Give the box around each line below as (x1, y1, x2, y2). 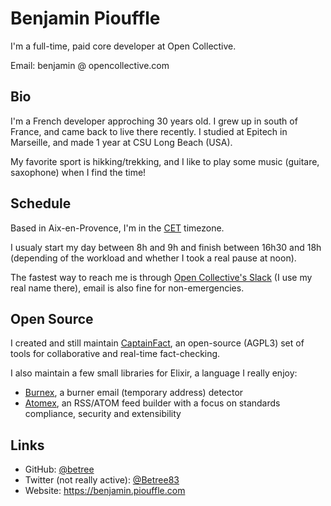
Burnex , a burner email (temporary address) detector (24, 387, 244, 399)
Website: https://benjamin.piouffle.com (24, 485, 186, 497)
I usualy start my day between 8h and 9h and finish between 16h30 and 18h (10, 241, 322, 253)
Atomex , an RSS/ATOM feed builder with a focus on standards (24, 397, 281, 409)
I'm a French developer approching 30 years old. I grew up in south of (10, 115, 298, 127)
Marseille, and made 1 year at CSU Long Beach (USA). (10, 136, 233, 148)
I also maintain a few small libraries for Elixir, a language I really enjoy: (10, 367, 298, 379)
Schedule (10, 195, 72, 212)
